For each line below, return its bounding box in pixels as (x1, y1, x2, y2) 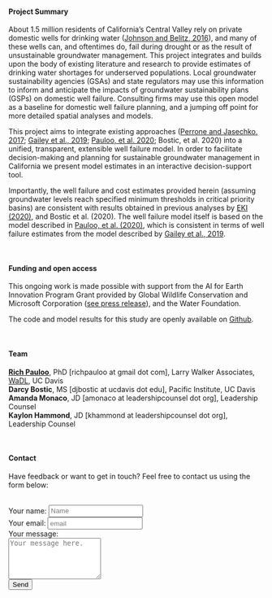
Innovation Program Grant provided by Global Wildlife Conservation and (8, 290, 248, 300)
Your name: (8, 505, 47, 516)
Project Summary (8, 7, 69, 16)
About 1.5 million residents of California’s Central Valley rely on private (8, 24, 243, 34)
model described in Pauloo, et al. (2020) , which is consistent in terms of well (8, 220, 265, 230)
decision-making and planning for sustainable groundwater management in (8, 153, 260, 163)
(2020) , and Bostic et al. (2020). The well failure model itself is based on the (8, 212, 264, 221)
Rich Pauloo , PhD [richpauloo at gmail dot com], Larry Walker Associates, (8, 367, 256, 377)
